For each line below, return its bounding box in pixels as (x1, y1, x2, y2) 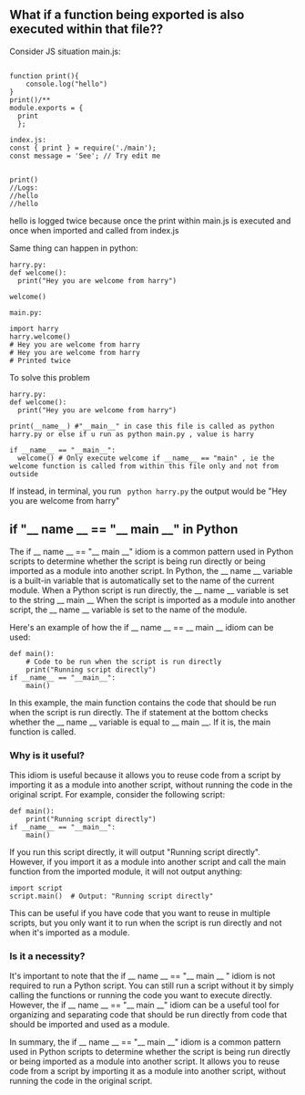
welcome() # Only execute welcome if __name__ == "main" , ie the (17, 454, 275, 463)
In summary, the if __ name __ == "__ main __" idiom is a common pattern (9, 1037, 281, 1048)
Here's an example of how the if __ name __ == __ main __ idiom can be (9, 621, 275, 632)
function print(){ (9, 71, 79, 80)
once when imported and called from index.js (9, 224, 179, 235)
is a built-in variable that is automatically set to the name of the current (9, 575, 275, 586)
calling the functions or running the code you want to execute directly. (9, 990, 273, 1001)
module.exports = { (9, 103, 84, 112)
